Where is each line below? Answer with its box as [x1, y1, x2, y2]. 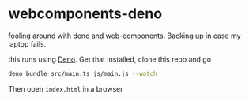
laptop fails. [8, 39, 47, 48]
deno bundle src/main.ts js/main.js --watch [8, 69, 157, 77]
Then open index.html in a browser [8, 84, 123, 93]
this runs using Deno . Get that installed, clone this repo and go [8, 54, 212, 64]
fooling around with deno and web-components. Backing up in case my [8, 31, 241, 40]
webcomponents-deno [8, 5, 163, 23]
